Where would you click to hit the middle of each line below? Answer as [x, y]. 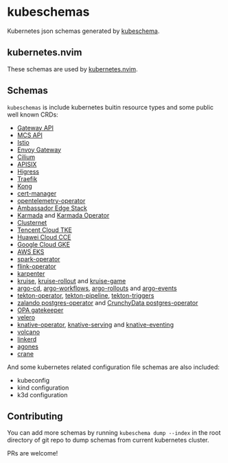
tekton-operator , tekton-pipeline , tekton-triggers [85, 295]
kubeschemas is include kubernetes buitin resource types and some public [111, 107]
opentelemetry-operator [51, 200]
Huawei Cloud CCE [44, 237]
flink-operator [36, 266]
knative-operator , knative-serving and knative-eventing [95, 324]
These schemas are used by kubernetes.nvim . [72, 69]
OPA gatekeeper [40, 310]
